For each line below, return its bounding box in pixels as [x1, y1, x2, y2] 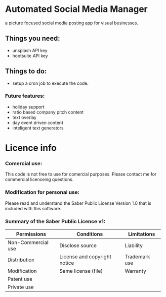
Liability [124, 242, 143, 249]
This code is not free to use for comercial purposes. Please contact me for [5, 171, 157, 177]
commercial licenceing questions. [5, 177, 74, 182]
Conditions [76, 231, 103, 238]
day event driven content [12, 119, 63, 125]
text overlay [12, 114, 37, 120]
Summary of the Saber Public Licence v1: [5, 218, 106, 225]
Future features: [5, 93, 45, 100]
